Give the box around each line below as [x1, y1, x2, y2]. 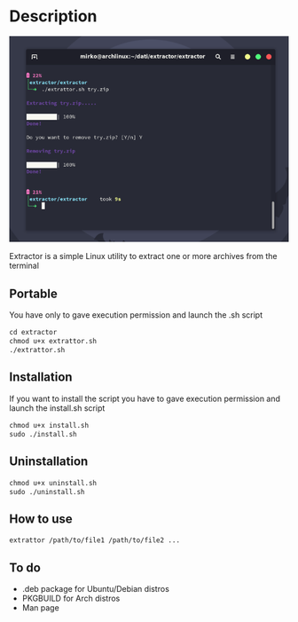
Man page [21, 602, 59, 613]
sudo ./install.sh [9, 429, 77, 438]
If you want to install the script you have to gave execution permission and [9, 393, 281, 404]
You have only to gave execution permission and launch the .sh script [9, 310, 263, 320]
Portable [9, 286, 58, 301]
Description [9, 6, 98, 27]
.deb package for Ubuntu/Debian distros [21, 584, 170, 594]
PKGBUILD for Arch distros [21, 593, 121, 604]
